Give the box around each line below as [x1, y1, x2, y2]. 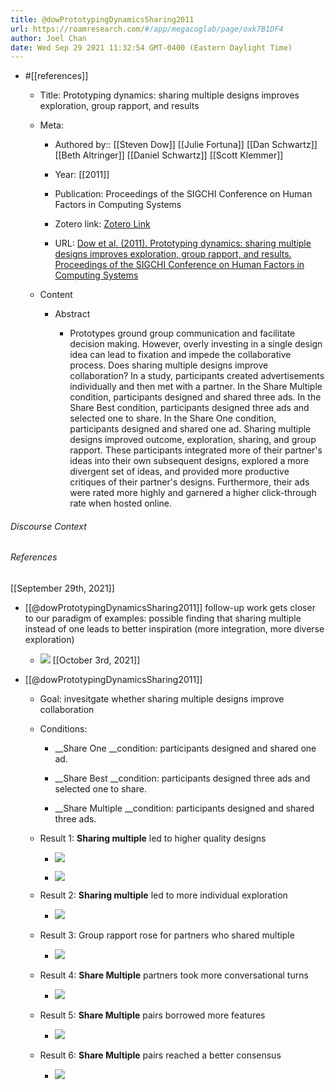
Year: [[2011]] [54, 169, 110, 181]
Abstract [54, 308, 91, 320]
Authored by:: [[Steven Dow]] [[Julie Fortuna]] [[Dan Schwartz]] [54, 139, 318, 151]
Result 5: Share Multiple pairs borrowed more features [39, 1009, 266, 1021]
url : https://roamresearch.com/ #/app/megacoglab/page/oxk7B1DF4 [10, 24, 284, 34]
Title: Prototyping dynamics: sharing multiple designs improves [39, 89, 300, 101]
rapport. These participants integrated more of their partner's [69, 444, 323, 456]
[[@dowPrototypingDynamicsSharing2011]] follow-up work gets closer [24, 602, 316, 614]
